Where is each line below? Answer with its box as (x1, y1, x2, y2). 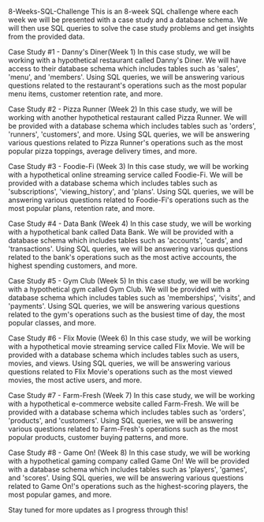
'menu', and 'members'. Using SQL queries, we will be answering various (8, 73, 245, 81)
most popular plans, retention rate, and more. (8, 204, 155, 212)
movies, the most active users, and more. (8, 375, 143, 385)
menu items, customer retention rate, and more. (8, 89, 163, 98)
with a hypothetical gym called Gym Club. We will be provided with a (8, 284, 231, 294)
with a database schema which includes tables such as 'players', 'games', (8, 465, 247, 474)
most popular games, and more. (8, 490, 112, 499)
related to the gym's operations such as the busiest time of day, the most (8, 310, 246, 319)
